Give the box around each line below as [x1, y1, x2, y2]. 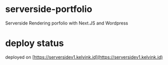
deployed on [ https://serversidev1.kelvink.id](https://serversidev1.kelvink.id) [5, 54, 163, 60]
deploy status [5, 37, 64, 49]
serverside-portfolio [5, 3, 92, 15]
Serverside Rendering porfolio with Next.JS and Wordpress [5, 20, 129, 26]
